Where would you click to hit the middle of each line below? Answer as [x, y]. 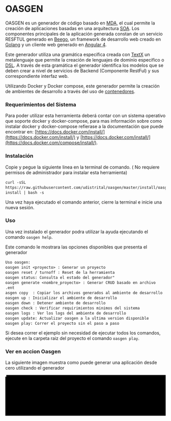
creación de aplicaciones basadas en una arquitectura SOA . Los [73, 28]
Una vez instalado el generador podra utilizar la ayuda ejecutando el [77, 232]
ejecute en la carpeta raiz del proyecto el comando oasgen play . [73, 338]
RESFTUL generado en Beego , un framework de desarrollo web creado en [83, 39]
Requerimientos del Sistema [41, 104]
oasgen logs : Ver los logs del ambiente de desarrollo [66, 313]
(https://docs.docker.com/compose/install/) [51, 143]
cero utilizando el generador [35, 368]
